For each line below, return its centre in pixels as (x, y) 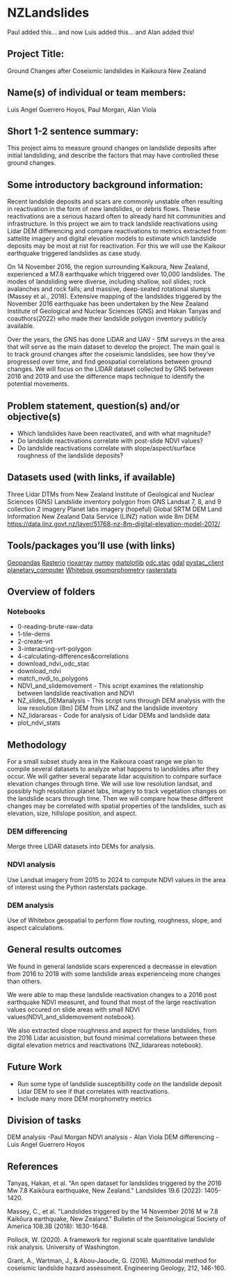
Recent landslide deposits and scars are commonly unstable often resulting (115, 202)
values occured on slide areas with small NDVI (74, 1009)
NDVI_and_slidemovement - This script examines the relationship (110, 686)
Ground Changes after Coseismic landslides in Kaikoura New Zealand (107, 70)
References (33, 1167)
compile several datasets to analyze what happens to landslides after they (113, 769)
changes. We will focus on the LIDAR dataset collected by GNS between (111, 369)
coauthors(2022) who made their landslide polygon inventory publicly (107, 319)
